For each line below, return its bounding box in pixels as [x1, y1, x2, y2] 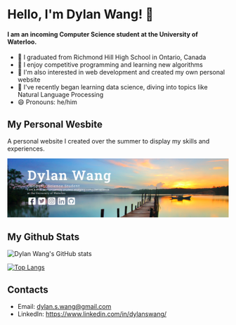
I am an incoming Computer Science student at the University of [7, 30, 199, 38]
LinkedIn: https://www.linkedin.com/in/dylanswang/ [17, 310, 167, 319]
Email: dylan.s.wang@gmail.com [17, 302, 112, 311]
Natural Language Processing [17, 91, 104, 99]
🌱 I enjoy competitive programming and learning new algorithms [17, 60, 204, 69]
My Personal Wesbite [7, 118, 103, 130]
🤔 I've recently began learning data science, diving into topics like [17, 83, 209, 91]
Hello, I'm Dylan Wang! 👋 [7, 6, 154, 23]
